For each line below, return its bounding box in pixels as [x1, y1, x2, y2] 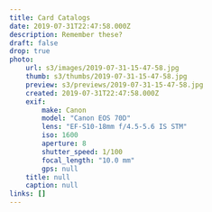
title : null [25, 172, 70, 181]
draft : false [9, 38, 59, 48]
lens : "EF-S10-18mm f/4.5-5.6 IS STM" [41, 123, 188, 132]
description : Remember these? [9, 30, 124, 39]
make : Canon [41, 106, 88, 115]
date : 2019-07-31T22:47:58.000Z [9, 22, 131, 31]
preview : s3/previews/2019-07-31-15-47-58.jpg [25, 80, 204, 89]
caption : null [25, 181, 78, 190]
